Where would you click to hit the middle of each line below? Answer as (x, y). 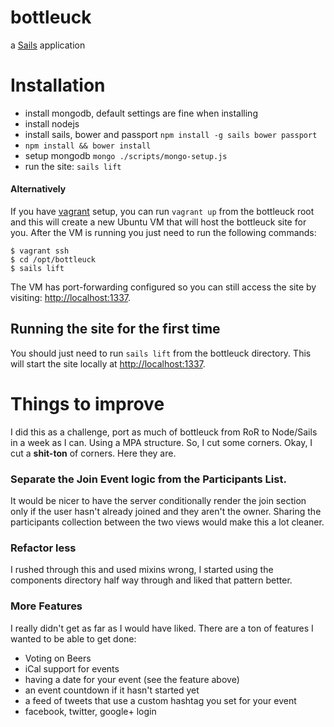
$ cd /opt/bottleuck (53, 260)
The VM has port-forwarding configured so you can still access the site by (163, 287)
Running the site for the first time (115, 329)
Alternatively (38, 189)
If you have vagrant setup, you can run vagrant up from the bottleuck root (162, 212)
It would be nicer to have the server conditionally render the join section (158, 501)
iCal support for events (72, 668)
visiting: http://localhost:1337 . (71, 298)
